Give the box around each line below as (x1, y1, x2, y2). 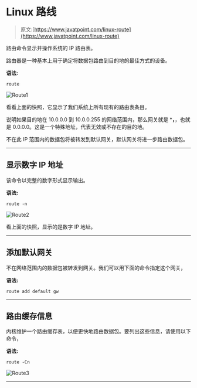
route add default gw (6, 288, 59, 294)
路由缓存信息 (6, 311, 53, 321)
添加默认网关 (6, 247, 53, 258)
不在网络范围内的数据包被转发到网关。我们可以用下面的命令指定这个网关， (6, 264, 186, 271)
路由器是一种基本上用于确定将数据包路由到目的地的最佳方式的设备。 (6, 57, 171, 64)
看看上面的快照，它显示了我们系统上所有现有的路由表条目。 (6, 103, 150, 110)
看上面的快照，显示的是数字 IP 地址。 (6, 223, 96, 230)
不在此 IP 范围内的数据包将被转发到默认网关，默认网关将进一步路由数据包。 (6, 135, 189, 142)
